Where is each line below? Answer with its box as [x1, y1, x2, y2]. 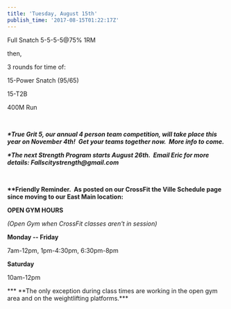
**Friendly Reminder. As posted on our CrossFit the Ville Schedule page [7, 185, 222, 193]
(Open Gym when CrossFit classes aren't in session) [7, 219, 157, 228]
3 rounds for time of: [7, 62, 66, 71]
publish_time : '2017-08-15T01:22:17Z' [7, 17, 119, 24]
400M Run [7, 103, 37, 111]
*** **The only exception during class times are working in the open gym [7, 286, 219, 295]
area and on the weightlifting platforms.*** [7, 294, 129, 302]
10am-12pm [7, 273, 41, 281]
